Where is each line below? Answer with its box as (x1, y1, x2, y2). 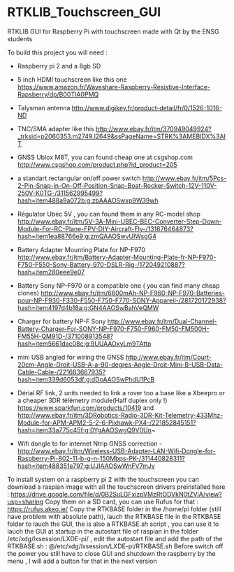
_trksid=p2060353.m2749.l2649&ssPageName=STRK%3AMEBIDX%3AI (17, 132, 226, 140)
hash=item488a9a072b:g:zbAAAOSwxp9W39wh (17, 196, 159, 205)
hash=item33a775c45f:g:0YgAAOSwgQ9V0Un (17, 425, 152, 434)
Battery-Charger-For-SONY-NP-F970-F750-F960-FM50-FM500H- (17, 324, 210, 332)
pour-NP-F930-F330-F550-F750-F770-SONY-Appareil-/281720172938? (17, 296, 226, 305)
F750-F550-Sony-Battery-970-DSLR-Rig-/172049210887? (17, 260, 185, 269)
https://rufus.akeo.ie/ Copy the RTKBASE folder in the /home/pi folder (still (7, 504, 221, 513)
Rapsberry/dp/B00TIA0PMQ (17, 90, 99, 98)
